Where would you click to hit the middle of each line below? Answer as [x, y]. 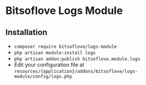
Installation [26, 32]
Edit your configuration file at [49, 65]
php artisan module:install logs [55, 53]
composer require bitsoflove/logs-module [65, 47]
